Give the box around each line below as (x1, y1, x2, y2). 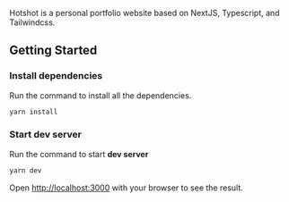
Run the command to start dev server (9, 148, 149, 159)
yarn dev (9, 165, 42, 175)
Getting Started (9, 43, 98, 58)
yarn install (9, 107, 58, 116)
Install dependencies (9, 70, 103, 82)
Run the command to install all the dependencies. (9, 89, 192, 101)
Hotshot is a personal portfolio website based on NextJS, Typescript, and (9, 8, 280, 18)
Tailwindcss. (9, 17, 56, 28)
